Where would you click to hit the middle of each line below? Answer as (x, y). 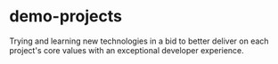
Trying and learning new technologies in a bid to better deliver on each (139, 41)
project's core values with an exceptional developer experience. (127, 50)
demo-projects (66, 16)
